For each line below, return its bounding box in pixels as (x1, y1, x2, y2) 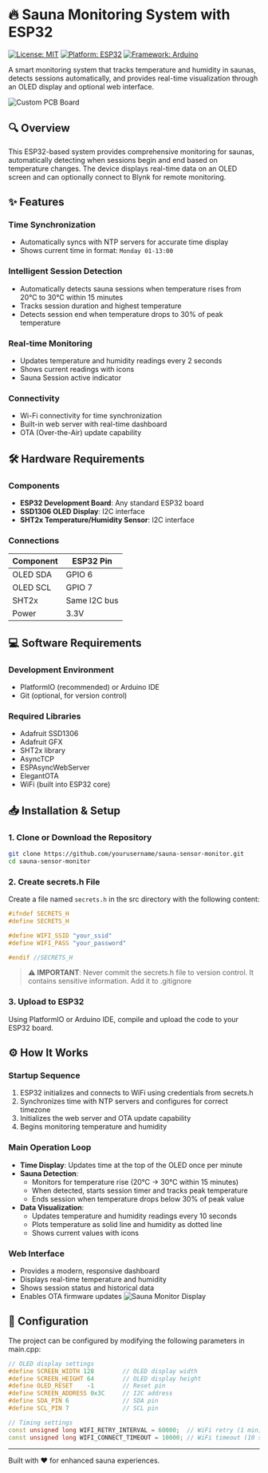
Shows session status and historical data (19, 1283, 154, 1293)
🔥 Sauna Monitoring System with (8, 6, 231, 24)
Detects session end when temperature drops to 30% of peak (19, 309, 223, 319)
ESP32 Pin (71, 556, 113, 567)
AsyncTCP (19, 754, 54, 764)
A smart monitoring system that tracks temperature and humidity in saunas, (8, 65, 257, 74)
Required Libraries (8, 711, 81, 722)
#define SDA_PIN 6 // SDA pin (8, 1397, 159, 1405)
